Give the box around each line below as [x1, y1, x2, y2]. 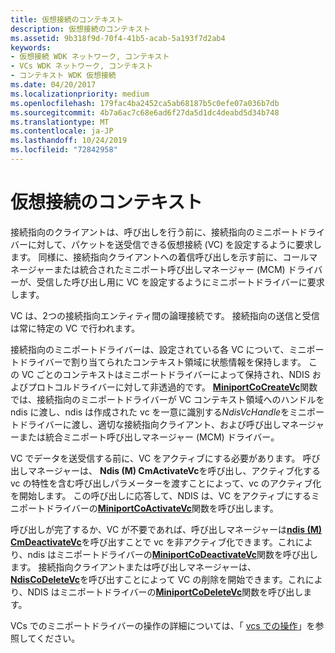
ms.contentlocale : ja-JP [10, 126, 114, 136]
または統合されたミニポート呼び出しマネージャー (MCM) [53, 263, 286, 275]
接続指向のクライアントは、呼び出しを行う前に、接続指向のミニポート [10, 226, 300, 238]
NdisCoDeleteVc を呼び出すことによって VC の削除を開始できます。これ [10, 573, 306, 585]
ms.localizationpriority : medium [10, 89, 150, 99]
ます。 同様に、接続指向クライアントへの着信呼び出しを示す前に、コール [10, 251, 310, 263]
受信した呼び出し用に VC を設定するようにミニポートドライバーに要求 [36, 276, 325, 288]
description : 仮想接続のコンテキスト [10, 24, 151, 34]
